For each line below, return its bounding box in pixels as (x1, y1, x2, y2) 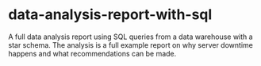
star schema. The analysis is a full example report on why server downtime (8, 40, 254, 49)
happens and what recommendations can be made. (8, 49, 177, 58)
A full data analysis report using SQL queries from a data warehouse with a (8, 32, 253, 41)
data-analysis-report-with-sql (8, 6, 213, 24)
